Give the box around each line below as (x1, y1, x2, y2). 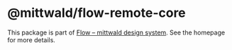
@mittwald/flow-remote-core (7, 5, 186, 21)
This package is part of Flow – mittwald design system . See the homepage (7, 28, 226, 37)
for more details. (7, 35, 55, 44)
